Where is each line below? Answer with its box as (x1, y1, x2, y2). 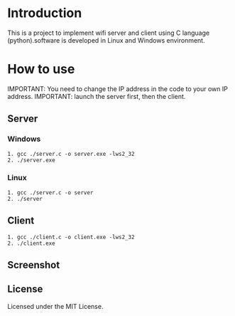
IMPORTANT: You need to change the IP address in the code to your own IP (7, 84, 229, 93)
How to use (7, 61, 75, 78)
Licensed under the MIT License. (7, 302, 104, 310)
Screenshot (7, 259, 60, 271)
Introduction (7, 5, 82, 21)
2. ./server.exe (7, 157, 55, 164)
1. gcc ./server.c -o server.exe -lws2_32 (7, 150, 135, 157)
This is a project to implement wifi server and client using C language (7, 28, 210, 37)
